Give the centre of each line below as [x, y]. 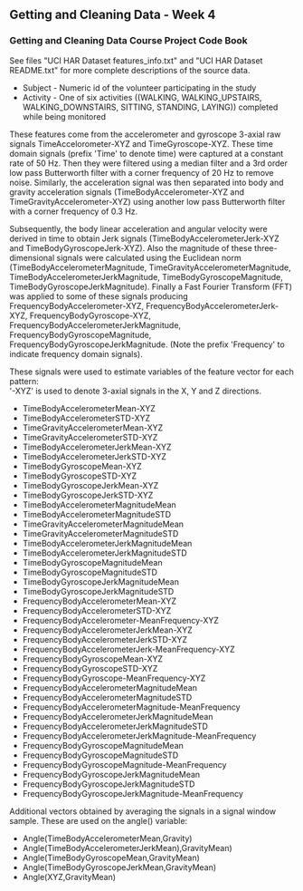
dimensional [32, 257]
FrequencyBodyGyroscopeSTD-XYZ [90, 668]
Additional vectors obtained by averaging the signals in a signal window [143, 811]
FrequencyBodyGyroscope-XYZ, [90, 315]
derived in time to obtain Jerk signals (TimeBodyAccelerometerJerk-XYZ [144, 238]
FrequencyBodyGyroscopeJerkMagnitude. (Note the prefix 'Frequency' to [147, 344]
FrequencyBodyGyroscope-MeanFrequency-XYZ [114, 678]
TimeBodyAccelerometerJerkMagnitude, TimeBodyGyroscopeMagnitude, [146, 276]
